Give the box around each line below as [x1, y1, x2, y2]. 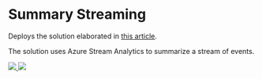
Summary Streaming [8, 5, 147, 23]
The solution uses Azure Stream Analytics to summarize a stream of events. [8, 46, 255, 56]
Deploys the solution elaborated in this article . [8, 31, 158, 41]
